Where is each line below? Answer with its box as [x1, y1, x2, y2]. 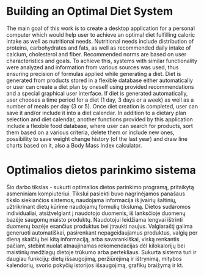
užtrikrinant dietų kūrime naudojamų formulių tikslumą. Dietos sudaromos [6, 203, 191, 210]
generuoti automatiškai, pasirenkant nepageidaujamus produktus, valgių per [6, 228, 198, 236]
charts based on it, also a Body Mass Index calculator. [6, 141, 142, 149]
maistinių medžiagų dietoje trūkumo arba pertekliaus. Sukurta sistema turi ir [6, 248, 197, 255]
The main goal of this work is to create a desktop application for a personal [6, 24, 195, 32]
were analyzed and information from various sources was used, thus [6, 63, 179, 71]
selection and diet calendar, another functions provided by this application [6, 115, 194, 123]
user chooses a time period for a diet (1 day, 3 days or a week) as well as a [6, 96, 194, 104]
